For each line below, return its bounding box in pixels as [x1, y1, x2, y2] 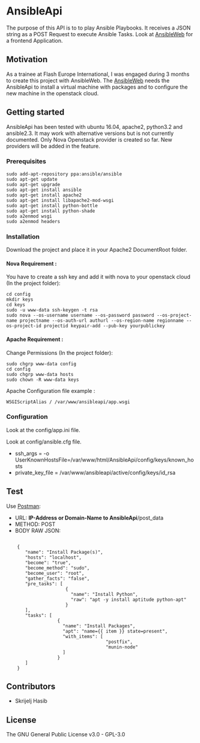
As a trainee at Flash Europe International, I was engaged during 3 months [6, 71, 190, 78]
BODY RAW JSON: [14, 527, 61, 534]
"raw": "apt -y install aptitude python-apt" [70, 597, 187, 603]
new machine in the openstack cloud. [6, 89, 99, 97]
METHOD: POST [14, 520, 56, 528]
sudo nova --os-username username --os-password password [6, 312, 154, 319]
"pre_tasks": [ [25, 580, 63, 587]
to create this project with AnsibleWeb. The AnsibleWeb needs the [6, 77, 170, 84]
